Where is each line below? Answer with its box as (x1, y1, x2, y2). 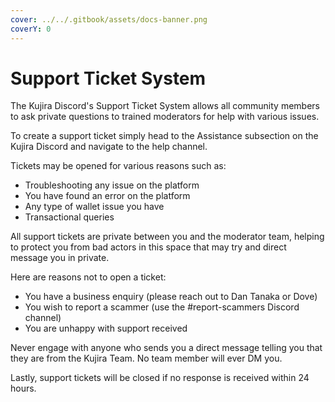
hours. (10, 382, 37, 395)
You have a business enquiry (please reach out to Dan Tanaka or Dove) (24, 291, 318, 303)
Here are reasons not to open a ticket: (10, 271, 167, 283)
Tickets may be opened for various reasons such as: (10, 160, 227, 172)
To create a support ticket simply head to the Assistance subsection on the (10, 130, 319, 142)
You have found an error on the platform (24, 190, 191, 202)
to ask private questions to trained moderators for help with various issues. (10, 111, 320, 123)
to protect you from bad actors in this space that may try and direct (10, 241, 287, 253)
